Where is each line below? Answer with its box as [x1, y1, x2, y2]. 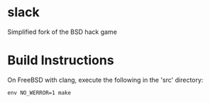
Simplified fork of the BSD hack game [7, 28, 117, 36]
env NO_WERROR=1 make [7, 89, 72, 96]
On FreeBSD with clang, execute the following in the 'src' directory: [7, 75, 204, 84]
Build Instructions [7, 52, 115, 68]
